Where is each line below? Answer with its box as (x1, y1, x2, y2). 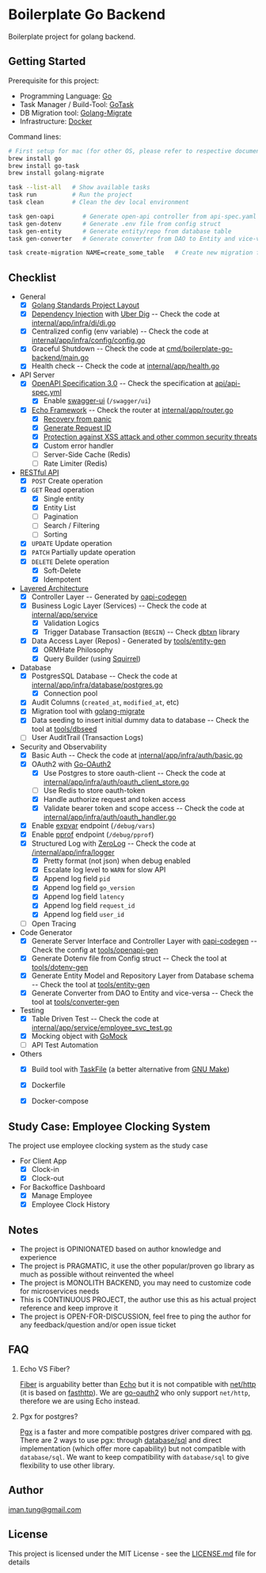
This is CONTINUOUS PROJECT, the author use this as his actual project (19, 1295, 256, 1304)
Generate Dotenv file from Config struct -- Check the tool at (31, 953, 227, 963)
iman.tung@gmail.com (8, 1504, 82, 1514)
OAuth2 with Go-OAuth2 (31, 759, 112, 769)
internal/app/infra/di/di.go (31, 319, 116, 328)
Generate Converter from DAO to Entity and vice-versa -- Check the (31, 988, 254, 998)
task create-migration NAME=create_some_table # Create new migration (8, 249, 253, 257)
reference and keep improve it (19, 1304, 119, 1313)
